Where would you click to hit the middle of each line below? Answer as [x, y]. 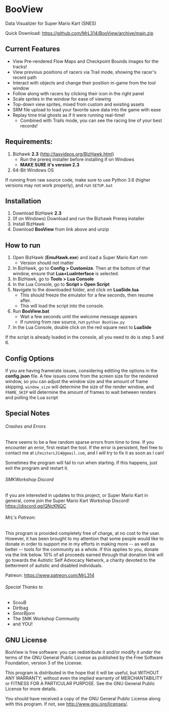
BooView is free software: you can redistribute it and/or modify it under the [83, 652]
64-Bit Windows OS [33, 170]
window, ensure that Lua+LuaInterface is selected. [66, 274]
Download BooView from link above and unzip [61, 229]
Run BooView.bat [31, 311]
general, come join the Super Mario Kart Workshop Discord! [67, 500]
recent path [24, 77]
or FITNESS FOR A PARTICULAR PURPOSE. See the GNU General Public [80, 684]
